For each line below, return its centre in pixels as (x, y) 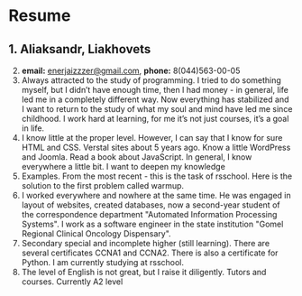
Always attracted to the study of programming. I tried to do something (151, 80)
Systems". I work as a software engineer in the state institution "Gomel (152, 224)
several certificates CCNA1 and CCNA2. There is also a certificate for (150, 253)
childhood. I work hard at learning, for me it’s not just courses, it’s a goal (155, 119)
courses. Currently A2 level (72, 282)
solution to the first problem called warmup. (103, 185)
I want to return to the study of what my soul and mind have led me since (157, 109)
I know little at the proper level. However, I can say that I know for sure (152, 138)
